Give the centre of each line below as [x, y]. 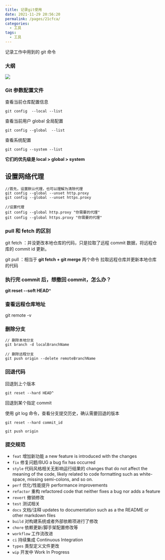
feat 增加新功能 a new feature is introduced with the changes [74, 456]
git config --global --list [35, 131]
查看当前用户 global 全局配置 [34, 121]
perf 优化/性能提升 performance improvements [60, 485]
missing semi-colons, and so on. [60, 480]
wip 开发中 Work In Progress [41, 552]
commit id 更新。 [32, 249]
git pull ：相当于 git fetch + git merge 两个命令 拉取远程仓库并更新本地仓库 [81, 259]
